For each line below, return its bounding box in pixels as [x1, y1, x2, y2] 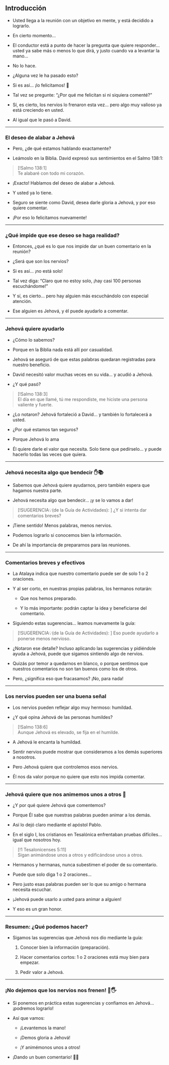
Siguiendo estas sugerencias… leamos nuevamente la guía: [12, 620, 136, 626]
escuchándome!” [12, 283, 48, 289]
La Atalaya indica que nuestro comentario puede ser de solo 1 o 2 [12, 570, 148, 577]
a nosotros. [12, 754, 36, 760]
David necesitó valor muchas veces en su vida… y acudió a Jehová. [12, 371, 153, 377]
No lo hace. [12, 62, 37, 68]
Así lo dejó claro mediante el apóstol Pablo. [12, 822, 102, 828]
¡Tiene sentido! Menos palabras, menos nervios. [12, 523, 112, 528]
